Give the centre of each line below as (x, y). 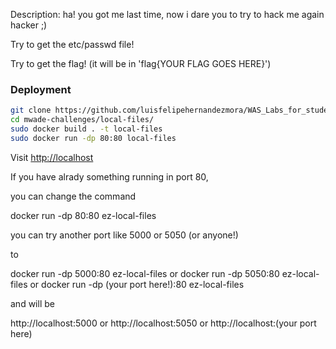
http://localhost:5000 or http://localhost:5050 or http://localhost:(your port (163, 323)
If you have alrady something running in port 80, (109, 176)
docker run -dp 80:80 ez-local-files (83, 215)
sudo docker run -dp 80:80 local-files (93, 138)
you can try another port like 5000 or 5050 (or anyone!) (124, 235)
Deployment (41, 89)
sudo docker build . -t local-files (86, 129)
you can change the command (73, 196)
